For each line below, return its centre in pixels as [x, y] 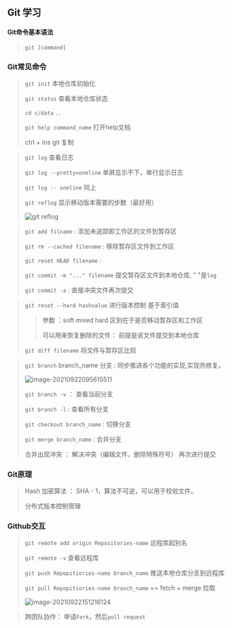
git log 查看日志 [49, 157]
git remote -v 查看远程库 [62, 558]
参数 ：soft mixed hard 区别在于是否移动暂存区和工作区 [122, 320]
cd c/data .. [43, 113]
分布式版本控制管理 [53, 506]
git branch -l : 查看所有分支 [66, 409]
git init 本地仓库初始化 [60, 83]
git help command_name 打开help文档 [77, 127]
